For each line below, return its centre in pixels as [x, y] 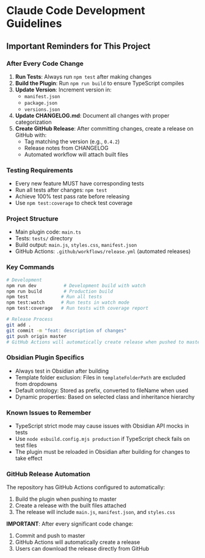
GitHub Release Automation [48, 474]
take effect [29, 458]
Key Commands [31, 267]
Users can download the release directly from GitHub [82, 549]
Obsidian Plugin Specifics [45, 357]
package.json [41, 103]
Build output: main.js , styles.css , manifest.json [76, 245]
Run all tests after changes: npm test [61, 190]
